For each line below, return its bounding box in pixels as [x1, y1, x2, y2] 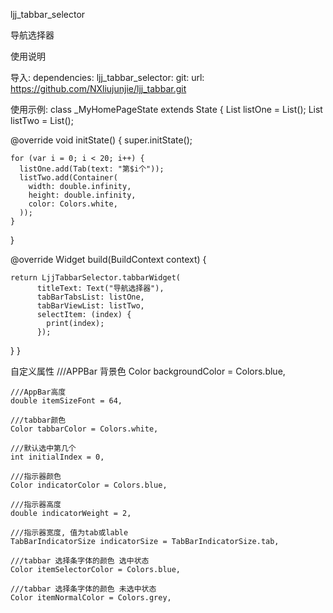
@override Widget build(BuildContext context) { [10, 254, 207, 265]
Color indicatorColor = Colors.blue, [10, 480, 168, 490]
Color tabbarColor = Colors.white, [10, 424, 159, 434]
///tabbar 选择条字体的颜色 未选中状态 [10, 584, 157, 594]
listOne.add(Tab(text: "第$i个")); [19, 164, 165, 174]
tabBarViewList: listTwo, [36, 301, 145, 311]
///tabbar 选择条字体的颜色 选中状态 [10, 556, 150, 566]
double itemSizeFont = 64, [10, 396, 123, 406]
